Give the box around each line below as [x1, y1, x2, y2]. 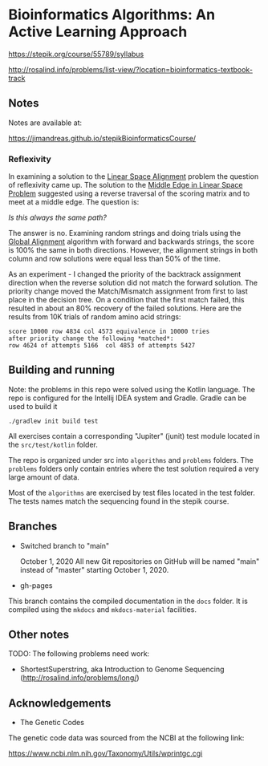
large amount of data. [8, 472, 80, 482]
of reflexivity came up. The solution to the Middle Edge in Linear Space [8, 180, 243, 190]
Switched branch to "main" [19, 541, 110, 550]
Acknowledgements [8, 696, 112, 710]
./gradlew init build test [8, 417, 99, 425]
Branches [8, 520, 58, 533]
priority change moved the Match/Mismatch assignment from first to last [8, 286, 249, 296]
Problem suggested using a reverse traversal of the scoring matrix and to [8, 188, 250, 198]
